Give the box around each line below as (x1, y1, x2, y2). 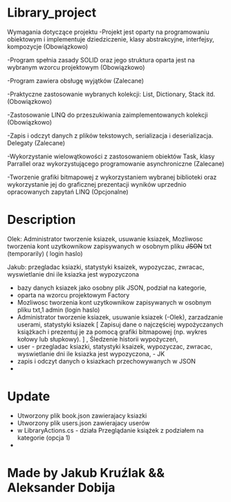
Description (7, 212, 76, 227)
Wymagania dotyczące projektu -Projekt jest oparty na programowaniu (7, 28, 210, 36)
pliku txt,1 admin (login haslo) (17, 306, 100, 314)
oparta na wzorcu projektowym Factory (17, 290, 130, 299)
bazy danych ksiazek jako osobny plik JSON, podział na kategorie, (17, 283, 207, 292)
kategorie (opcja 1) (17, 434, 71, 442)
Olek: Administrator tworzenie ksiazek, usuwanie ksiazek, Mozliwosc (7, 234, 203, 243)
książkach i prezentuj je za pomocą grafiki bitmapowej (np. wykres (17, 327, 207, 336)
